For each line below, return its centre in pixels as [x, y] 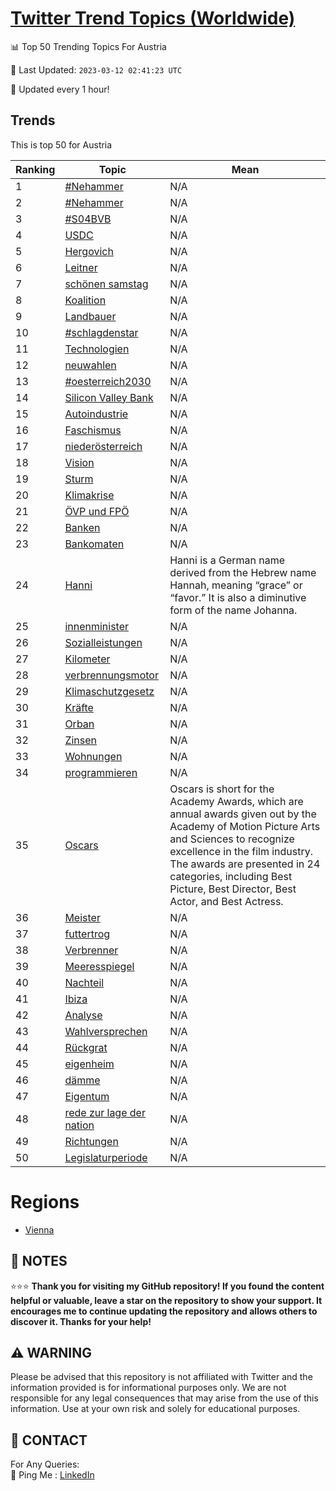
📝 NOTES [39, 1261]
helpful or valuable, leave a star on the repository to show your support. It [166, 1300]
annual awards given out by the [243, 814]
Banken [82, 527]
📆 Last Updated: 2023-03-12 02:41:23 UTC [96, 69]
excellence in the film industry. [241, 851]
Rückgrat [86, 1047]
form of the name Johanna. [233, 610]
